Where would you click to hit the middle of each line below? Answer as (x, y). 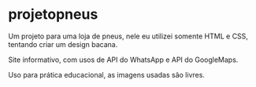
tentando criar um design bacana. (63, 44)
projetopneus (53, 14)
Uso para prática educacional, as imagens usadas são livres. (106, 74)
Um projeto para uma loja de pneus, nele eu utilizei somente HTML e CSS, (128, 36)
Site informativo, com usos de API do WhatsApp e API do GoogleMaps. (123, 60)
